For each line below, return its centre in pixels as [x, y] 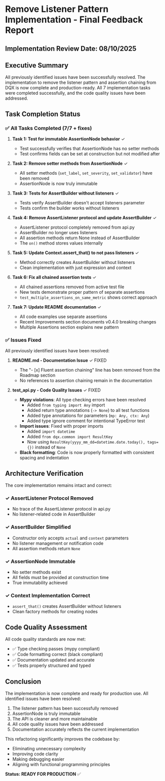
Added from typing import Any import [66, 405]
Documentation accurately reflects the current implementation [76, 729]
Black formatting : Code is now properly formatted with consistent [87, 453]
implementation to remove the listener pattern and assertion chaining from [81, 82]
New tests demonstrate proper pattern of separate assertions [82, 292]
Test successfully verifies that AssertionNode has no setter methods [89, 149]
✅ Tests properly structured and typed [52, 665]
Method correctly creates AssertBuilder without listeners [77, 262]
